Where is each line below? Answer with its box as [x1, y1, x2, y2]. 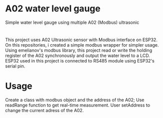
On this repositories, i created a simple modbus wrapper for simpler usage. [5, 42, 159, 48]
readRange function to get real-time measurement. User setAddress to [5, 102, 151, 108]
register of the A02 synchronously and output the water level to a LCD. [5, 53, 151, 59]
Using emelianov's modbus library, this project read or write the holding [5, 48, 153, 54]
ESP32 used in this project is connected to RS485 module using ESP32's [5, 58, 155, 64]
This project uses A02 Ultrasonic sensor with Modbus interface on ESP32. [5, 37, 158, 43]
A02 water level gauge [5, 3, 101, 14]
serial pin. [5, 63, 25, 69]
